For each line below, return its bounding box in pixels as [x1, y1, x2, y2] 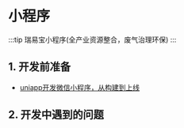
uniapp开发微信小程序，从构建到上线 [19, 82, 140, 92]
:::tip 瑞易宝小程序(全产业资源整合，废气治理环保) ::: [8, 35, 177, 44]
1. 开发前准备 [8, 60, 71, 73]
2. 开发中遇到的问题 [8, 108, 105, 122]
